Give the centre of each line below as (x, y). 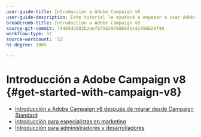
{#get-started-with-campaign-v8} (94, 92)
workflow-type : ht (29, 34)
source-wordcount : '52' (36, 39)
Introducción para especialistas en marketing (71, 121)
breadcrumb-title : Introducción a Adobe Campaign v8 (73, 23)
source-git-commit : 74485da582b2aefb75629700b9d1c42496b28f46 (85, 28)
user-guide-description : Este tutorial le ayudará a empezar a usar (93, 17)
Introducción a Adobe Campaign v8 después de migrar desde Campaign (104, 108)
